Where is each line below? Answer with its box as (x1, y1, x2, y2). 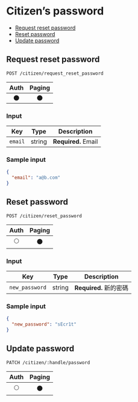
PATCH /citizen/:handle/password (6, 359, 90, 365)
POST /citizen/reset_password (6, 212, 83, 219)
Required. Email (52, 137, 98, 146)
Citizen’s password (6, 4, 104, 18)
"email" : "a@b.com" (11, 175, 61, 181)
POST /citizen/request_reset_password (6, 70, 104, 76)
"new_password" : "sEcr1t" (11, 321, 77, 327)
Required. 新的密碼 (74, 284, 128, 292)
